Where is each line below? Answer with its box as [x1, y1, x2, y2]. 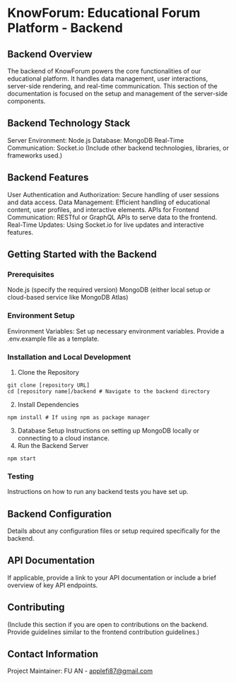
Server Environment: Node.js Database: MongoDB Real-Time [7, 136, 184, 144]
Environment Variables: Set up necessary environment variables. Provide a [7, 327, 225, 335]
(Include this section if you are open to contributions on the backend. [7, 620, 208, 628]
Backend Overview [7, 48, 93, 60]
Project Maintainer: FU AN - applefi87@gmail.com [7, 666, 153, 676]
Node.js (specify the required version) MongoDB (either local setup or [7, 286, 211, 294]
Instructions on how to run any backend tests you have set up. [7, 488, 189, 496]
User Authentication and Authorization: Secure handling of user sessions [7, 190, 220, 199]
